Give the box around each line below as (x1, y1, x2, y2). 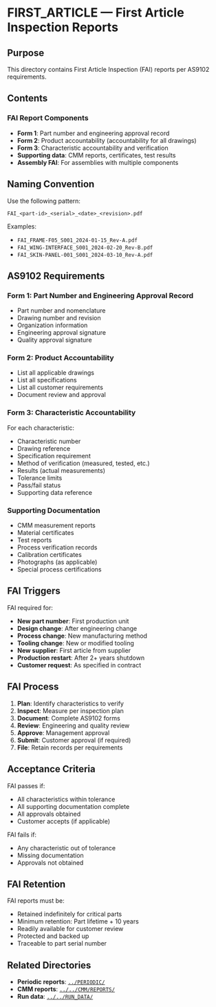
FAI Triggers (7, 585, 61, 597)
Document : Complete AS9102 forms (17, 714, 120, 722)
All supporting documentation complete (17, 802, 130, 810)
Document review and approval (17, 391, 107, 399)
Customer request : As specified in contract (17, 661, 142, 669)
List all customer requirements (17, 383, 103, 391)
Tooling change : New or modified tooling (17, 638, 134, 647)
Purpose (7, 47, 45, 59)
